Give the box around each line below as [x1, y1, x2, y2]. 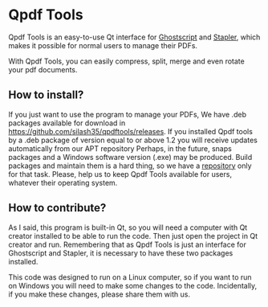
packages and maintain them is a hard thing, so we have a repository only [8, 161, 252, 170]
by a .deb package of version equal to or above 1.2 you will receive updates [8, 135, 258, 145]
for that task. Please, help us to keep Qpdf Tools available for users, [8, 169, 233, 178]
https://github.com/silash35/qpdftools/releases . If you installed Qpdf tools [8, 126, 253, 136]
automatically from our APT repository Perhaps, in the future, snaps [8, 143, 233, 153]
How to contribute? [8, 201, 107, 215]
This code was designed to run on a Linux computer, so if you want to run [8, 272, 252, 282]
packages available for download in [8, 118, 126, 128]
